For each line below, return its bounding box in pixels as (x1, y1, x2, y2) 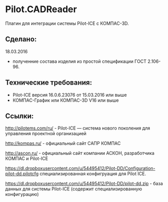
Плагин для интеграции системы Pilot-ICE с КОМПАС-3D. (5, 20, 129, 26)
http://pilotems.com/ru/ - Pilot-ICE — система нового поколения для (5, 125, 150, 131)
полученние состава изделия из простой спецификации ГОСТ (12, 58, 147, 64)
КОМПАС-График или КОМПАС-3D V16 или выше (12, 97, 119, 103)
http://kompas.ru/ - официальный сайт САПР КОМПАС (5, 140, 121, 146)
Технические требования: (5, 78, 92, 87)
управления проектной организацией (5, 131, 87, 137)
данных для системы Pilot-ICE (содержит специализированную (5, 186, 142, 192)
